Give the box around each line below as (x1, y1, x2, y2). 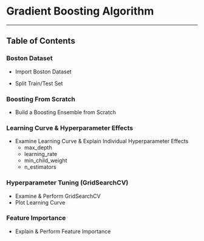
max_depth (24, 144, 52, 151)
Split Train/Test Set (15, 80, 63, 87)
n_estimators (24, 163, 56, 171)
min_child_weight (24, 157, 68, 165)
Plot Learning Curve (15, 199, 66, 206)
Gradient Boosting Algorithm (6, 4, 154, 18)
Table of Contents (6, 36, 76, 46)
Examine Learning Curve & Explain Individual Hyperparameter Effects (15, 138, 189, 145)
